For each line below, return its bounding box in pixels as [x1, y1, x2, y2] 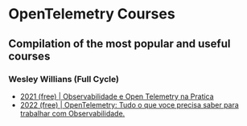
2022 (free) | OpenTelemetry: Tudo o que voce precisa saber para [19, 100, 239, 109]
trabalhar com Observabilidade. [19, 108, 126, 118]
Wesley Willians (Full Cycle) [8, 73, 119, 84]
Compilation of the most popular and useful [8, 37, 231, 51]
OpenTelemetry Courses [8, 5, 175, 23]
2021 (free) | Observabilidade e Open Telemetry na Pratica [19, 91, 215, 101]
